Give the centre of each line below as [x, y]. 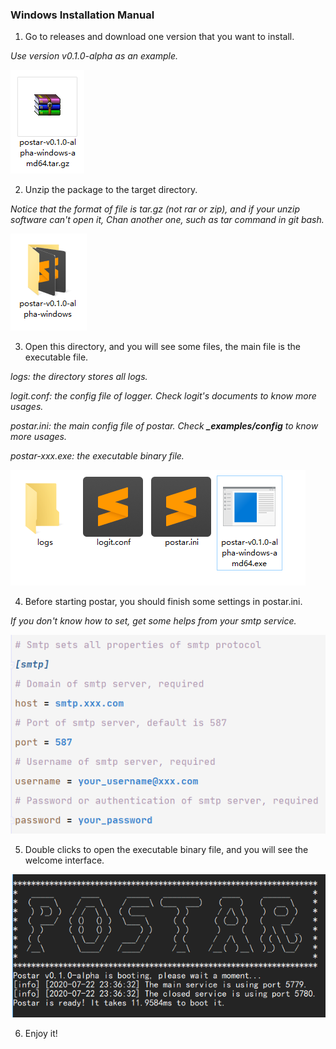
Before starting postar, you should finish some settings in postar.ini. [163, 602]
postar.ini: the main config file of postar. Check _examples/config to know [164, 426]
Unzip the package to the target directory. [111, 190]
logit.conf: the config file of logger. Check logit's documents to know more [163, 396]
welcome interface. [64, 860]
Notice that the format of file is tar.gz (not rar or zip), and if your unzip [155, 209]
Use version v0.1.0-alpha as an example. [94, 56]
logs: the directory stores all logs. [79, 377]
